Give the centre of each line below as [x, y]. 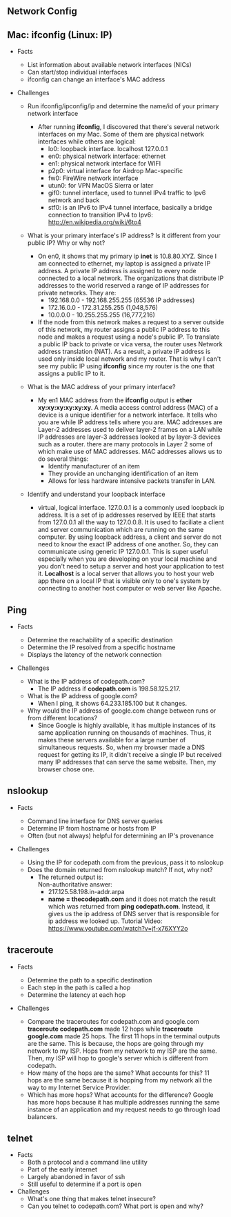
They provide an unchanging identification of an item [123, 474]
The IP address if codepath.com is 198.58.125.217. [109, 689]
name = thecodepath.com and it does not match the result [132, 899]
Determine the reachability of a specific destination [100, 640]
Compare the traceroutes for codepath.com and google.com [113, 1021]
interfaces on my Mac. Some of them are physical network [121, 135]
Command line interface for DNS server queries [95, 821]
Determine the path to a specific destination [90, 980]
